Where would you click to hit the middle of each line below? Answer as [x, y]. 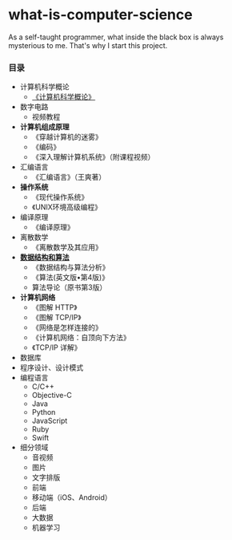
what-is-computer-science [101, 15]
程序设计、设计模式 [52, 367]
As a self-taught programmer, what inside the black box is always [116, 37]
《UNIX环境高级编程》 [67, 207]
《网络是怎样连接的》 [67, 327]
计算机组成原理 [44, 127]
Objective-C [52, 396]
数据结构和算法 [44, 258]
